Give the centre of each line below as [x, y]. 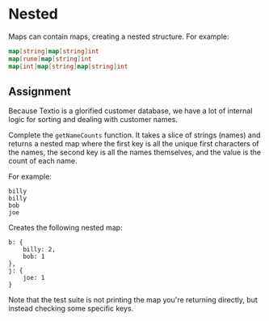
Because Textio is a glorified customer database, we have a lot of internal [130, 111]
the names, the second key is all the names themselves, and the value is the [134, 152]
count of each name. [43, 161]
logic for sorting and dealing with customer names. [93, 120]
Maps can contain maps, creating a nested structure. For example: [119, 36]
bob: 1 [34, 257]
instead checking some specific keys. [71, 309]
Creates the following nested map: [65, 228]
